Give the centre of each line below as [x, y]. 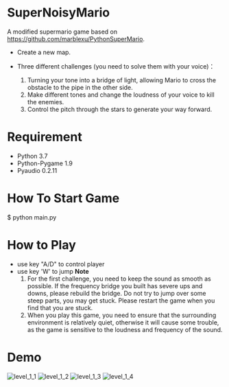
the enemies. [46, 102]
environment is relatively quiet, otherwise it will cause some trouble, [123, 322]
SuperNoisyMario [59, 13]
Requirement [45, 137]
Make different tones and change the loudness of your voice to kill [121, 95]
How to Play [42, 245]
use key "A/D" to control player [61, 264]
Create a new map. [44, 52]
